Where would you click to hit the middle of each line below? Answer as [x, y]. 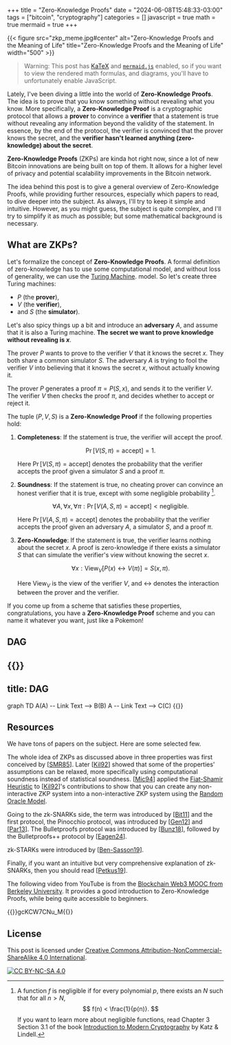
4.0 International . [63, 957]
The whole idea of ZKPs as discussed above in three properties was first [110, 757]
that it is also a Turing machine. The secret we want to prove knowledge [110, 332]
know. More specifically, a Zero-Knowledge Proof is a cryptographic [105, 109]
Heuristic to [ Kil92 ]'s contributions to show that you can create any [102, 786]
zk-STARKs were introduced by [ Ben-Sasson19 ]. [76, 850]
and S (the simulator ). [48, 311]
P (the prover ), [38, 297]
